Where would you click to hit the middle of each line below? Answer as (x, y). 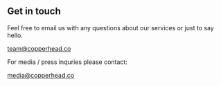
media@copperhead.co (41, 75)
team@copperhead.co (39, 48)
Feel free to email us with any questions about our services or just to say (111, 28)
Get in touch (34, 11)
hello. (15, 35)
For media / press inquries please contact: (68, 62)
